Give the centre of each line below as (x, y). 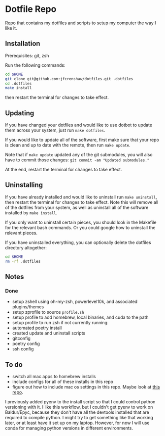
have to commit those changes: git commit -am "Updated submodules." (77, 160)
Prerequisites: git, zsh (27, 55)
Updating (20, 113)
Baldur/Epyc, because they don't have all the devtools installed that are (77, 412)
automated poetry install (37, 328)
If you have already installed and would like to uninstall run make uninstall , (81, 197)
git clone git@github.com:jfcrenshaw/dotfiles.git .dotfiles (69, 79)
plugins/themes (28, 307)
